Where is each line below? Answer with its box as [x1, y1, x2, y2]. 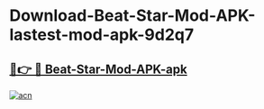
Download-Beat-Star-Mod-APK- [9, 5, 256, 26]
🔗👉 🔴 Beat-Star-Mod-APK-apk [9, 61, 187, 77]
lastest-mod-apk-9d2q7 [9, 24, 195, 45]
